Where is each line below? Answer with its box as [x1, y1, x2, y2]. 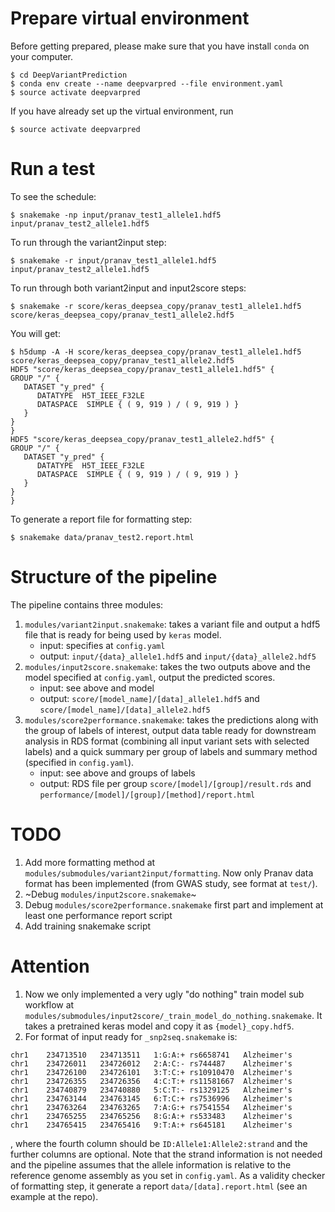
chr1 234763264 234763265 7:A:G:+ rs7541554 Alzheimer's [10, 1102, 293, 1112]
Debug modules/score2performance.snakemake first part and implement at [24, 898, 324, 911]
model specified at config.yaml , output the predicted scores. [24, 671, 276, 683]
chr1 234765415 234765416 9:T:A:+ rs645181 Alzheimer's [10, 1120, 293, 1130]
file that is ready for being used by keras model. [24, 628, 222, 641]
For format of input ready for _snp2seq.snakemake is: [24, 1030, 238, 1042]
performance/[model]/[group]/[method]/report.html [39, 790, 256, 800]
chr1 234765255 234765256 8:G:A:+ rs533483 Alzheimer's [10, 1111, 293, 1121]
